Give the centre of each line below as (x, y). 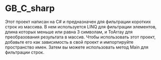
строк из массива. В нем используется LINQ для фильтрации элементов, (81, 26)
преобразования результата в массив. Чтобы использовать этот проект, (80, 37)
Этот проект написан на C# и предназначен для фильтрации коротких (78, 22)
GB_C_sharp (30, 8)
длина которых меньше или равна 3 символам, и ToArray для (69, 32)
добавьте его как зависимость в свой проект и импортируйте (69, 42)
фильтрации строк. (25, 52)
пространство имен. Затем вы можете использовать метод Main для (77, 47)
